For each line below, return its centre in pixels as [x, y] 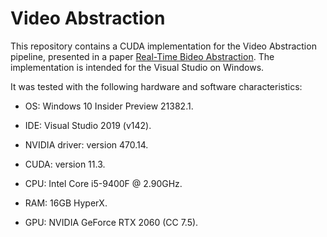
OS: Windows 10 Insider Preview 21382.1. [109, 106]
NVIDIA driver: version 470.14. [86, 144]
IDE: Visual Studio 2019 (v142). [88, 125]
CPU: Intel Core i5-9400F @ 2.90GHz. [103, 183]
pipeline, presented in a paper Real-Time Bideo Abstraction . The [142, 56]
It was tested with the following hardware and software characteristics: [156, 86]
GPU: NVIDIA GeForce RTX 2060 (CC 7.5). [111, 222]
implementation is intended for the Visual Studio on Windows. [137, 67]
